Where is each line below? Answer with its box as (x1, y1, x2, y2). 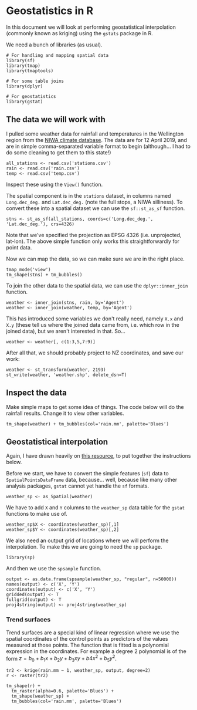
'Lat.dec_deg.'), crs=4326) (6, 221, 75, 227)
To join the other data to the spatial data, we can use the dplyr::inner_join (6, 282, 188, 289)
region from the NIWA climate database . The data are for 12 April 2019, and (6, 136, 188, 143)
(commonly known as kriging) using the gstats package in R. (6, 29, 154, 36)
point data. (6, 244, 32, 251)
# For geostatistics (6, 93, 57, 99)
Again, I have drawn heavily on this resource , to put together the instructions (6, 452, 191, 459)
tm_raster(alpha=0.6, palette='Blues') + (11, 688, 114, 694)
